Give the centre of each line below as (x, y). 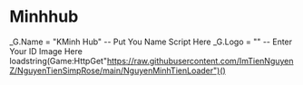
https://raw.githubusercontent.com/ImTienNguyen (200, 61)
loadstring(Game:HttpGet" (58, 61)
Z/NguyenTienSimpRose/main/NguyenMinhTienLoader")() (118, 71)
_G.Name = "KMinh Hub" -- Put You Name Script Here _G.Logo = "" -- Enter (151, 42)
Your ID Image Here (46, 51)
